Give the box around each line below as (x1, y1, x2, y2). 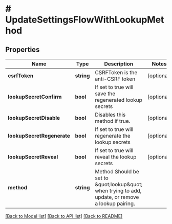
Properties (5, 45, 40, 54)
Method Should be (94, 168, 139, 175)
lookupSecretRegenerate (8, 132, 71, 139)
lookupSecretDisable (8, 115, 60, 121)
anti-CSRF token (94, 75, 136, 82)
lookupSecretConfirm (8, 93, 62, 100)
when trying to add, (94, 187, 142, 194)
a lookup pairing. (94, 200, 135, 207)
